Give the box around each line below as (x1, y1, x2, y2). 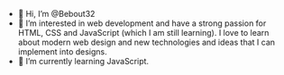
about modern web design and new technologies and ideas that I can (17, 37, 276, 47)
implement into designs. (17, 46, 108, 57)
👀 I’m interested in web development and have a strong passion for (17, 18, 267, 29)
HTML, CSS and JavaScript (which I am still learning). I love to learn (17, 28, 270, 37)
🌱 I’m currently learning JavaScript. (17, 56, 150, 66)
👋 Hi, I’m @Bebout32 (17, 9, 96, 19)
